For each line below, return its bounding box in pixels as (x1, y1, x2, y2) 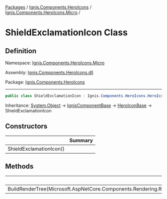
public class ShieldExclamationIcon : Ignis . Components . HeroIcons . (5, 94, 148, 99)
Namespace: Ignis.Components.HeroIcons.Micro (5, 60, 105, 66)
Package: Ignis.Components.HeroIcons (5, 79, 85, 85)
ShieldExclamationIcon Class (5, 27, 128, 38)
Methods (5, 162, 34, 171)
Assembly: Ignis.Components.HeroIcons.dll (5, 70, 93, 75)
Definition (5, 47, 36, 55)
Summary (69, 137, 93, 144)
